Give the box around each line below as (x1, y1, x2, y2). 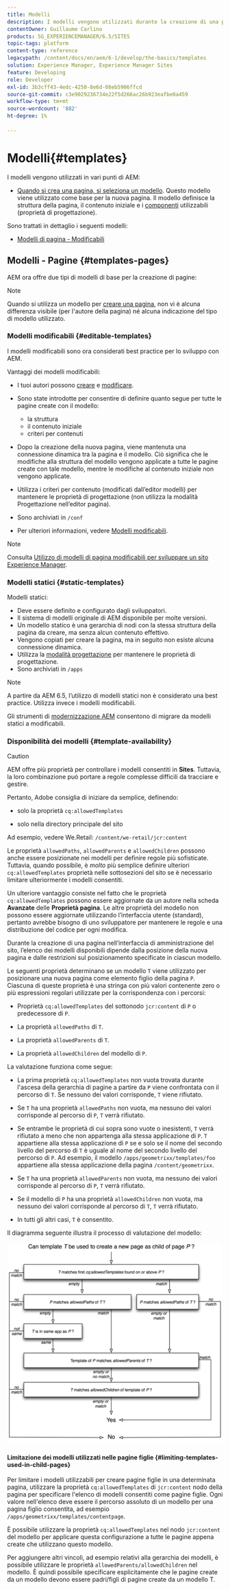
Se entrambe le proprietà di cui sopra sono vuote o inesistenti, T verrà (16, 1124, 214, 1133)
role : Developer (7, 76, 53, 83)
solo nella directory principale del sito (16, 820, 123, 828)
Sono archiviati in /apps (16, 665, 84, 673)
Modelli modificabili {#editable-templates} (7, 331, 152, 341)
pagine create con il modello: (16, 401, 99, 410)
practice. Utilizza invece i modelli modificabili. (7, 699, 136, 707)
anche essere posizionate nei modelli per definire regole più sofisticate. (7, 854, 209, 862)
